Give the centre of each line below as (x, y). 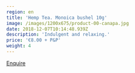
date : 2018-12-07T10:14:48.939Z (47, 29)
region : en (20, 12)
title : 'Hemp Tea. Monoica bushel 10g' (57, 18)
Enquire (16, 63)
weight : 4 (19, 46)
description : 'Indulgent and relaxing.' (58, 35)
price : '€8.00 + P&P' (34, 40)
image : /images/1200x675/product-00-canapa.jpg (68, 23)
